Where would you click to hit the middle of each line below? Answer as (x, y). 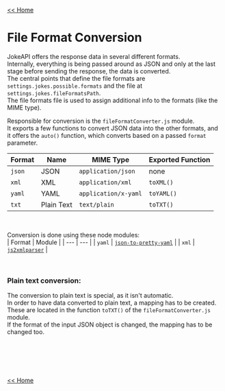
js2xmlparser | (27, 249)
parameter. (23, 143)
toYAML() (163, 193)
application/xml (105, 182)
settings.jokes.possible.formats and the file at (75, 86)
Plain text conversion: (44, 281)
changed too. (26, 332)
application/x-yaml (110, 193)
